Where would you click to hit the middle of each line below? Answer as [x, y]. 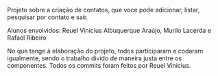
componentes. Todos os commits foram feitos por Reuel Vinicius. [99, 65]
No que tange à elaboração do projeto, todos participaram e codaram [105, 51]
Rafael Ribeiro [27, 38]
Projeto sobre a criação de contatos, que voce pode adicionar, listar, [104, 10]
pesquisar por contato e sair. [48, 17]
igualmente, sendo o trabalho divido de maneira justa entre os [95, 58]
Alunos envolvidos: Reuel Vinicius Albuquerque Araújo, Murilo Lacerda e [109, 30]
